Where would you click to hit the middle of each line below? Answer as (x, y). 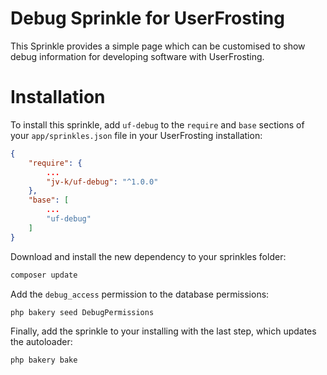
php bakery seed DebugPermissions (82, 312)
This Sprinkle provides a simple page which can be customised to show (158, 46)
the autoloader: (41, 342)
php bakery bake (44, 360)
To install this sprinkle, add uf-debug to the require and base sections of (157, 124)
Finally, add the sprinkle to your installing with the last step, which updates (163, 331)
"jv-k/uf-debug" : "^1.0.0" (102, 182)
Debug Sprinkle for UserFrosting (147, 18)
